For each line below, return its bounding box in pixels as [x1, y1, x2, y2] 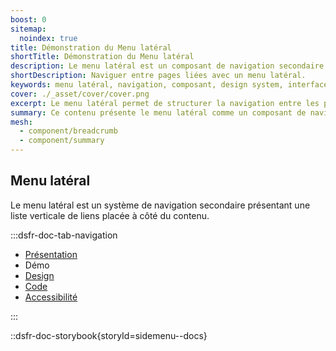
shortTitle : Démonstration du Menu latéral [10, 52, 195, 62]
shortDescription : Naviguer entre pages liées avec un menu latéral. [10, 71, 307, 81]
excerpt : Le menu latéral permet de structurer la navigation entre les [10, 98, 320, 108]
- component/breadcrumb [19, 126, 118, 136]
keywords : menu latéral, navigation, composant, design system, [10, 80, 284, 90]
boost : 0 [10, 14, 47, 25]
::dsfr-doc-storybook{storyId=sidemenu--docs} [10, 329, 208, 341]
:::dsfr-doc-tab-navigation [10, 229, 118, 241]
